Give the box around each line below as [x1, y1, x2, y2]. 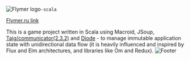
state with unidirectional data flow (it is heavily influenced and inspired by [6, 41, 184, 48]
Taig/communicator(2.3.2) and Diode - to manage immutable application [6, 35, 181, 41]
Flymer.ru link [6, 17, 39, 24]
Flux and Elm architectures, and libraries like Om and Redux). [6, 47, 154, 54]
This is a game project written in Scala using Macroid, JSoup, [6, 28, 155, 35]
